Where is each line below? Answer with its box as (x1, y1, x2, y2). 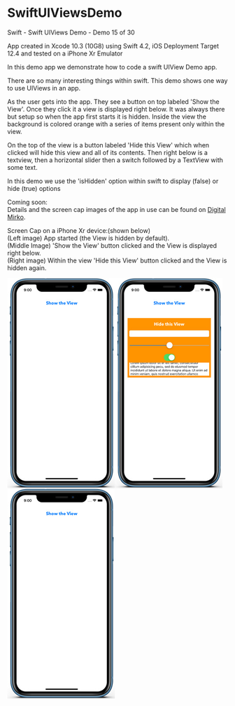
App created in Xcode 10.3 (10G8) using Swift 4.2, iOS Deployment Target (7, 41, 219, 50)
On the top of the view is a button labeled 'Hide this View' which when (7, 140, 210, 149)
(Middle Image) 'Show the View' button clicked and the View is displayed (7, 241, 218, 250)
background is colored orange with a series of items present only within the (7, 119, 225, 128)
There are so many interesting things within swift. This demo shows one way (7, 76, 228, 85)
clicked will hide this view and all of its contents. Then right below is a (7, 148, 208, 156)
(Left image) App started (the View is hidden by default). (7, 234, 170, 242)
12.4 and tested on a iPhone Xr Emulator (7, 49, 123, 58)
